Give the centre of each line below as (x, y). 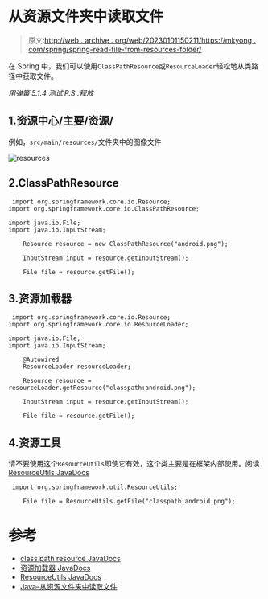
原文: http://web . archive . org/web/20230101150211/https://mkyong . (142, 40)
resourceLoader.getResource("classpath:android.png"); (102, 388)
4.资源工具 (35, 443)
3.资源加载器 (40, 298)
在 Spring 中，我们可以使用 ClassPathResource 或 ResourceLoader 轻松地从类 (130, 66)
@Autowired (41, 360)
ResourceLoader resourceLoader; (77, 367)
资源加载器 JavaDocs (55, 568)
